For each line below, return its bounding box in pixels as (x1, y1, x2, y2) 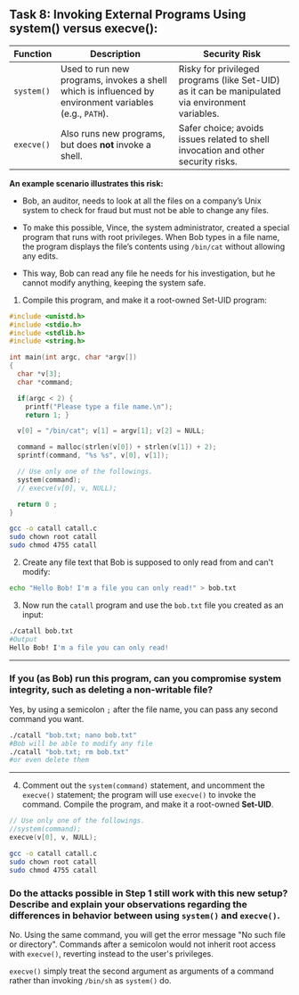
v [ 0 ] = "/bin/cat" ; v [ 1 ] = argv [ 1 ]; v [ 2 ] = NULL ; (17, 427, 206, 435)
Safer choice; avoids (178, 121, 264, 134)
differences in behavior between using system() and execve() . (9, 909, 280, 922)
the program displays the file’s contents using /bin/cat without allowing (21, 241, 286, 252)
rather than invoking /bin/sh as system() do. (9, 974, 172, 985)
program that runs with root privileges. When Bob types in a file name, (21, 231, 280, 242)
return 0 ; (17, 500, 58, 509)
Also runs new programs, (61, 127, 166, 139)
